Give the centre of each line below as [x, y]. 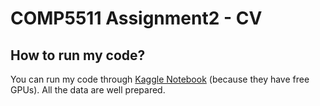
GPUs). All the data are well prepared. [88, 90]
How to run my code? [78, 55]
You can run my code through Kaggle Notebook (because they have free [160, 79]
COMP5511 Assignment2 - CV [136, 18]
